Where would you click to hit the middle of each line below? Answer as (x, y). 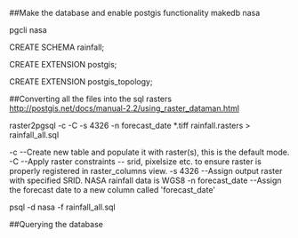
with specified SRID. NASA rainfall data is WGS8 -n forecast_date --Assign (145, 180)
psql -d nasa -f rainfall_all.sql (62, 207)
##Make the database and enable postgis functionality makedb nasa (135, 13)
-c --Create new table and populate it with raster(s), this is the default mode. (149, 152)
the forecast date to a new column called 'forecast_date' (113, 190)
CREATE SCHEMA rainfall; (57, 47)
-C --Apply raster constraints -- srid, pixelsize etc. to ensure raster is (136, 162)
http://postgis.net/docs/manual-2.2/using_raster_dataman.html (125, 108)
